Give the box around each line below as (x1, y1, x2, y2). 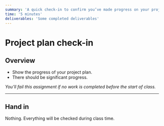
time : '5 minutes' (5, 12, 42, 17)
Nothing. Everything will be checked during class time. (5, 115, 115, 122)
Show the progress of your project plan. (12, 69, 93, 75)
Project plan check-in (5, 37, 94, 48)
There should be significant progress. (12, 74, 88, 80)
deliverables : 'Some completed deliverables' (5, 16, 99, 21)
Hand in (5, 103, 29, 111)
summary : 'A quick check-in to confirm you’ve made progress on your (5, 7, 150, 12)
